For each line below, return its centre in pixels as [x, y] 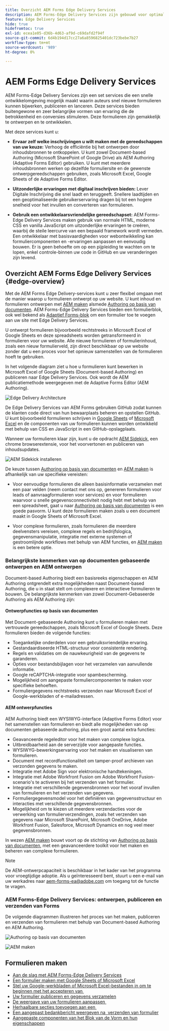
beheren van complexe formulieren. [42, 851]
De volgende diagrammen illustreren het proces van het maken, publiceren [82, 917]
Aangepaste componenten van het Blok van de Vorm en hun [75, 1018]
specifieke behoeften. [35, 685]
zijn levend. [24, 258]
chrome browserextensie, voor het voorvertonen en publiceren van [75, 444]
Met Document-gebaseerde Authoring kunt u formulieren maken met [76, 622]
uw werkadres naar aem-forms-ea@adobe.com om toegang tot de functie [82, 881]
